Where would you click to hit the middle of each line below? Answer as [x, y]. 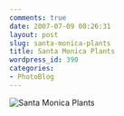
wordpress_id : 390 [44, 60]
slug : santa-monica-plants [60, 43]
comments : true [38, 18]
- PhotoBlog [32, 77]
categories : [32, 69]
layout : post [34, 34]
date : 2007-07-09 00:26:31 [60, 26]
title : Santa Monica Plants [62, 52]
